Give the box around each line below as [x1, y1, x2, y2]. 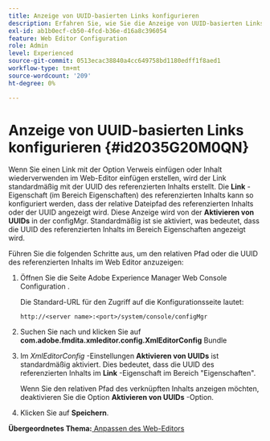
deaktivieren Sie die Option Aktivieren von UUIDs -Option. [19, 393, 215, 402]
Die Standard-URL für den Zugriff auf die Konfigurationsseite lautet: [19, 297, 244, 307]
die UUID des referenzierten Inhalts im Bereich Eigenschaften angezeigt [8, 225, 247, 235]
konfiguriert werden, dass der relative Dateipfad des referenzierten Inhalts [8, 199, 254, 209]
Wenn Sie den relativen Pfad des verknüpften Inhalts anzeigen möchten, [19, 384, 260, 393]
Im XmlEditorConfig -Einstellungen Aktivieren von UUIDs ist [19, 352, 219, 361]
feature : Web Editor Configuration [8, 34, 128, 43]
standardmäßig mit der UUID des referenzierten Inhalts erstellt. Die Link [8, 182, 246, 192]
